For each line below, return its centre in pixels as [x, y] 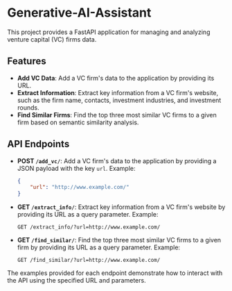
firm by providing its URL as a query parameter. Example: [99, 247]
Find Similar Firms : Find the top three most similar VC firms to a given [117, 115]
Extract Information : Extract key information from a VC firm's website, [118, 92]
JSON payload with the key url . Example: [77, 168]
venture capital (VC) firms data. [52, 39]
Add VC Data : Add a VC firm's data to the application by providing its [116, 78]
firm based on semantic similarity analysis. [78, 122]
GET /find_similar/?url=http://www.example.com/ [89, 260]
